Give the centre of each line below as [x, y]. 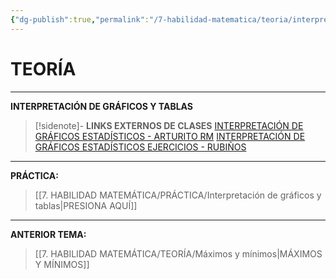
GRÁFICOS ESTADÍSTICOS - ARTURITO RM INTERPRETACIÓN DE [170, 136]
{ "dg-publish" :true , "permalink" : [80, 19]
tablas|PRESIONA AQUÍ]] [86, 205]
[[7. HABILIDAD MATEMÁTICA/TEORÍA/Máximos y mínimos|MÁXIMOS [178, 253]
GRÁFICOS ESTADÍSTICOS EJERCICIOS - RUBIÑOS [140, 147]
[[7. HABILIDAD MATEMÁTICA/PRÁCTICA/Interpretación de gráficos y [178, 195]
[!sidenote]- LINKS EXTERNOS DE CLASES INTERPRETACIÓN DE [169, 125]
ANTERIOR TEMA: [48, 234]
